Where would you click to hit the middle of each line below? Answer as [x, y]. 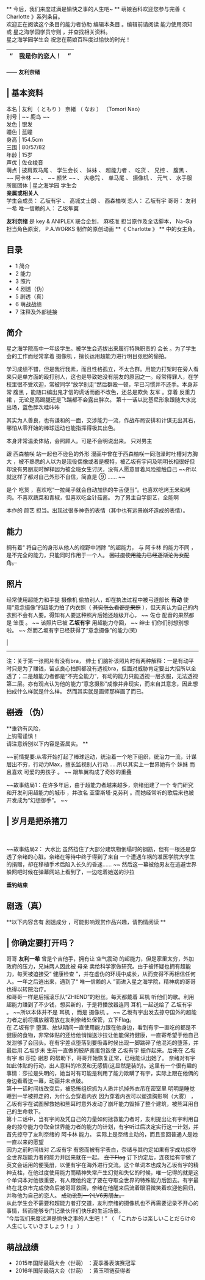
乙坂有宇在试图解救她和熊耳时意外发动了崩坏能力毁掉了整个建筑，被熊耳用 [100, 1104]
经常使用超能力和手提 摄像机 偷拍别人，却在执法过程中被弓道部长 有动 [94, 600]
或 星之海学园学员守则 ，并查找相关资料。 [59, 32]
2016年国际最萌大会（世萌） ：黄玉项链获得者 [73, 1271]
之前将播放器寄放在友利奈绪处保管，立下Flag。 [76, 1020]
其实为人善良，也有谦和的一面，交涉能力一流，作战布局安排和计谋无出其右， [103, 420]
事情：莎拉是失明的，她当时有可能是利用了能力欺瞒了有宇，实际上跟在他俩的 [103, 1073]
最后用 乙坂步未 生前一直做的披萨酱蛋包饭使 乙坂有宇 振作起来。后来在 [95, 1050]
